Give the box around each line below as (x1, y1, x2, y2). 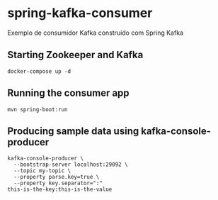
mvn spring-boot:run (7, 106, 69, 113)
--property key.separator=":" (13, 179, 103, 187)
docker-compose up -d (7, 67, 71, 75)
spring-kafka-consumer (7, 5, 153, 21)
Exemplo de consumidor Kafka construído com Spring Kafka (7, 28, 184, 37)
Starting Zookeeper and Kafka (7, 49, 144, 61)
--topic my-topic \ (13, 167, 71, 174)
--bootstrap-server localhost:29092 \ (13, 161, 129, 168)
